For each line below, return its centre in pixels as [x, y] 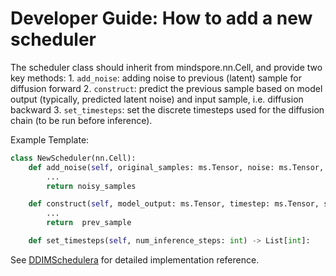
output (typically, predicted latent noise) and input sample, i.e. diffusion [157, 99]
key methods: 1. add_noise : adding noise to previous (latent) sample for [156, 78]
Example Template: [50, 139]
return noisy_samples [91, 186]
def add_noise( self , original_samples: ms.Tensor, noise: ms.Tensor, [176, 167]
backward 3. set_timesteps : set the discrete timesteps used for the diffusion [167, 109]
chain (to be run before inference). [81, 120]
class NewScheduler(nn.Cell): [73, 158]
